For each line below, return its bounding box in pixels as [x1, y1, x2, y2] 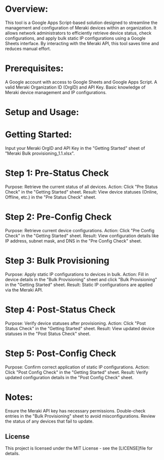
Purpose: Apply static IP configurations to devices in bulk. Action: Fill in [5, 271, 149, 277]
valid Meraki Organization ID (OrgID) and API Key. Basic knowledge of [5, 84, 146, 90]
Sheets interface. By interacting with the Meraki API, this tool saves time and [5, 40, 159, 46]
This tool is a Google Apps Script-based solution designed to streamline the [5, 20, 158, 25]
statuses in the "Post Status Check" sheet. [5, 331, 91, 337]
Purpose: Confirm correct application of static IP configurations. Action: [5, 364, 150, 370]
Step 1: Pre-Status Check [5, 168, 109, 179]
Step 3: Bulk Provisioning [5, 255, 110, 266]
